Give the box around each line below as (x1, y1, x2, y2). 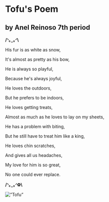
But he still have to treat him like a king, (5, 133, 85, 139)
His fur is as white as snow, (5, 47, 61, 52)
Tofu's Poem (5, 3, 58, 15)
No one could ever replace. (5, 172, 61, 177)
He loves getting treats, (5, 104, 53, 110)
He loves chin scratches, (5, 143, 55, 149)
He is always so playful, (5, 66, 54, 72)
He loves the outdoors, (5, 85, 52, 91)
